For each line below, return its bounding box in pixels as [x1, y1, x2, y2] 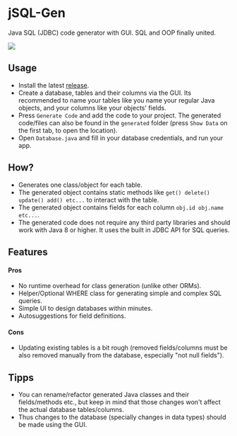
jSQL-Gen [8, 5, 66, 21]
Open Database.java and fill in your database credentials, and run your [18, 133, 224, 142]
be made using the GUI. [18, 420, 87, 429]
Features [8, 246, 48, 258]
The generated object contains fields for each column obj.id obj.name [18, 203, 224, 212]
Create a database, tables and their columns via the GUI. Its [18, 88, 192, 97]
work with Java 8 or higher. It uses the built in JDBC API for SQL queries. [18, 225, 230, 234]
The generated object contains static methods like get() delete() [18, 188, 210, 196]
